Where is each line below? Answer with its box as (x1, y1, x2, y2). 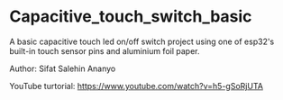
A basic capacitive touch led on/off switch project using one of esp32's (9, 36, 275, 47)
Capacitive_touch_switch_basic (9, 6, 252, 27)
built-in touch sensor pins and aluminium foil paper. (9, 45, 200, 56)
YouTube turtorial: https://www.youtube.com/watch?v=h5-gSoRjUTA (9, 80, 264, 91)
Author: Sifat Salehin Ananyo (9, 63, 116, 74)
